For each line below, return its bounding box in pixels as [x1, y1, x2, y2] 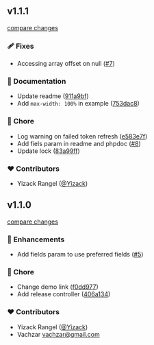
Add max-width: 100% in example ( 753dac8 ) [16, 99, 140, 108]
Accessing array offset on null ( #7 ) [16, 60, 115, 68]
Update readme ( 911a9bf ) [16, 92, 89, 100]
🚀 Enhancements [7, 235, 65, 244]
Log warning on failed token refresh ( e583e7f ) [16, 132, 148, 140]
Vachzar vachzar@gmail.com [16, 330, 101, 338]
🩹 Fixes [7, 41, 34, 51]
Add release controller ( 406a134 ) [16, 290, 111, 298]
